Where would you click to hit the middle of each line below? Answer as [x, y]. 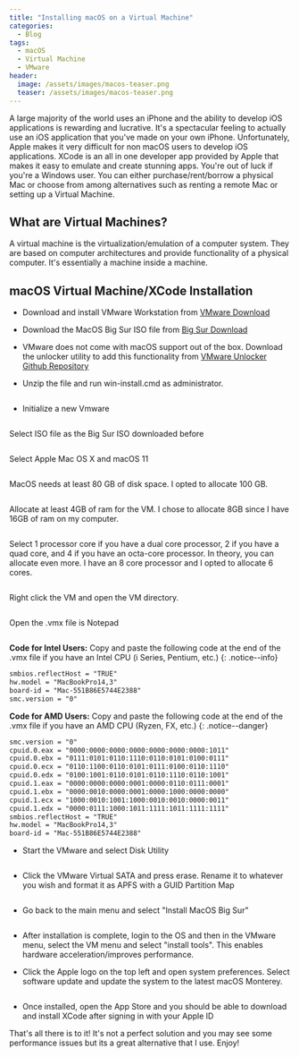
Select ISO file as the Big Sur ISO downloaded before [107, 434]
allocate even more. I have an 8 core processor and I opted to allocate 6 [141, 563]
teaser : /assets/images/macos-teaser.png [96, 92]
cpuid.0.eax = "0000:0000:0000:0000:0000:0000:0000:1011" [119, 750]
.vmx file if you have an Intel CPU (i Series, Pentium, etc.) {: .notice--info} [144, 658]
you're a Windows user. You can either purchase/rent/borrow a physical [141, 175]
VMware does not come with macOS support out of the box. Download [152, 347]
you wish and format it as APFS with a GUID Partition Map [128, 885]
